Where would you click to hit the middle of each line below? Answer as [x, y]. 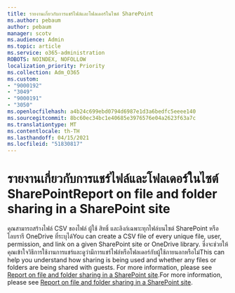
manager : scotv [29, 33]
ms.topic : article [34, 46]
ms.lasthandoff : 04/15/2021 [48, 137]
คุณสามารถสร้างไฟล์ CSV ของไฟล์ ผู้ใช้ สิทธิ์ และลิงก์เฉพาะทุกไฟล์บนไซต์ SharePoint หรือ [113, 229]
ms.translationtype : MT [42, 124]
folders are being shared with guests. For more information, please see [110, 268]
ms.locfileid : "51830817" [45, 144]
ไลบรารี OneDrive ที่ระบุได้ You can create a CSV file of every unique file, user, [115, 236]
